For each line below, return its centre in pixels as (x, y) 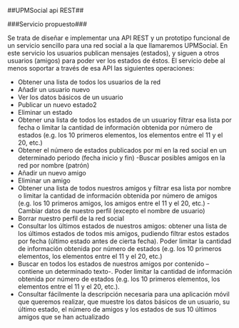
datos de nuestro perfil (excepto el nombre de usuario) (125, 211)
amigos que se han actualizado (63, 317)
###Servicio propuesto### (47, 24)
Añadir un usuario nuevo (54, 89)
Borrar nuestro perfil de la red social (71, 218)
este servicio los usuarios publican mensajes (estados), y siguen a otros (113, 53)
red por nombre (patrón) (54, 165)
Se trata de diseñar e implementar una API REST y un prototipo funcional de (119, 38)
